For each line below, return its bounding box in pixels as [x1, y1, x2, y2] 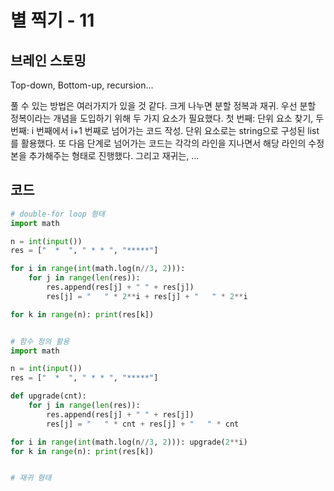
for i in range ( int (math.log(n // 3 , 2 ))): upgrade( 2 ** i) [10, 437, 248, 447]
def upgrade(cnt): [10, 391, 87, 401]
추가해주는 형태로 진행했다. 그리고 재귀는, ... [28, 150, 200, 161]
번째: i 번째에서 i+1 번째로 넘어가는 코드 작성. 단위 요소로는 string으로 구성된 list [10, 125, 320, 136]
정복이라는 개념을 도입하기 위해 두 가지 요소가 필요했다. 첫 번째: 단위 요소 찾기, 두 [10, 112, 325, 124]
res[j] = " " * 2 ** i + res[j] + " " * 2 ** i [46, 291, 248, 301]
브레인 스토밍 [10, 52, 87, 69]
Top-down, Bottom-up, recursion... [10, 79, 154, 91]
